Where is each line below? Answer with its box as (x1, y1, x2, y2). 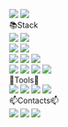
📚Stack (9, 20, 38, 30)
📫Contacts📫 (9, 95, 59, 106)
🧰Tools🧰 (9, 75, 40, 85)
